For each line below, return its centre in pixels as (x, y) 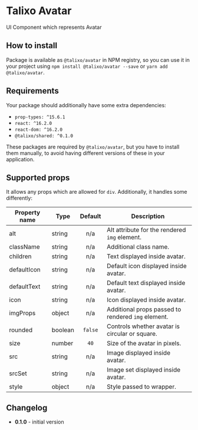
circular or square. (132, 334)
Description (148, 216)
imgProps (22, 313)
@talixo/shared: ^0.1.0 (44, 136)
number (62, 343)
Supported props (38, 178)
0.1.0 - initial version (39, 422)
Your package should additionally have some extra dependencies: (86, 105)
